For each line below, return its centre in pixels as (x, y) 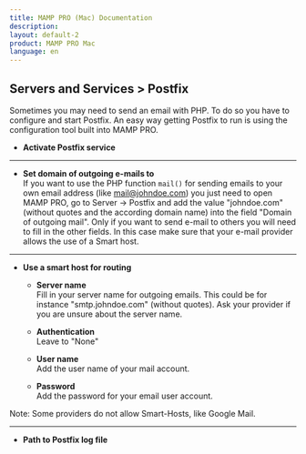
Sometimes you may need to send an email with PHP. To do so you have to (149, 110)
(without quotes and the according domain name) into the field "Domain (157, 212)
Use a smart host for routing (77, 267)
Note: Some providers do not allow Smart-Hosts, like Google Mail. (133, 413)
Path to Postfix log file (65, 439)
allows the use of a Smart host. (81, 241)
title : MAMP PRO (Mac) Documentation (81, 18)
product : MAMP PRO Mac (52, 43)
